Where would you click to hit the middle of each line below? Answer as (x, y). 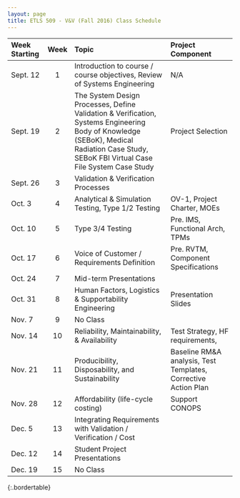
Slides (181, 303)
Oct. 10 (24, 228)
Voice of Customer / (108, 253)
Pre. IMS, (186, 219)
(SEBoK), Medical (104, 140)
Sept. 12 (25, 74)
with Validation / (101, 428)
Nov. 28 (24, 403)
